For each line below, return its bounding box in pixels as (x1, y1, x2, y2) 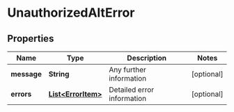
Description (127, 54, 167, 63)
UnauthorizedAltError (7, 5, 135, 21)
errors (10, 89, 32, 99)
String (48, 70, 70, 79)
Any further (109, 65, 146, 74)
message (10, 70, 42, 79)
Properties (7, 33, 54, 45)
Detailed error (109, 85, 155, 95)
